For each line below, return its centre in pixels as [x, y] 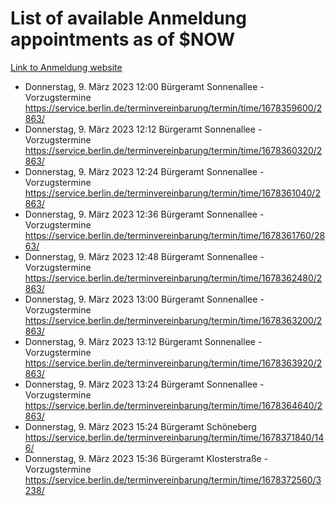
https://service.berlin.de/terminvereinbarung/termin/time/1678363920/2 [173, 363]
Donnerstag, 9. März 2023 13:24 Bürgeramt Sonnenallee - [144, 384]
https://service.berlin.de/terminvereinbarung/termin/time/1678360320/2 [173, 150]
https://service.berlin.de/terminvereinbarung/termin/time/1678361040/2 [172, 193]
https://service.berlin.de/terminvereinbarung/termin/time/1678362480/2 [173, 278]
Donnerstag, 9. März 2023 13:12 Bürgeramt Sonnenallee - [143, 341]
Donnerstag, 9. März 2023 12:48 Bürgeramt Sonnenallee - [144, 256]
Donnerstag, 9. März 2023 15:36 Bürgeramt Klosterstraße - [146, 458]
